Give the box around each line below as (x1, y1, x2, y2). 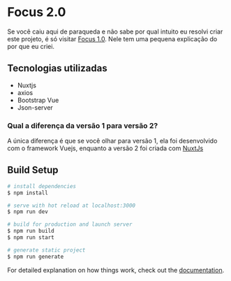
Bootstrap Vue (17, 96, 59, 104)
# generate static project (7, 246, 86, 254)
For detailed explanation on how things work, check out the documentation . (7, 266, 225, 274)
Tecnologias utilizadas (7, 62, 107, 74)
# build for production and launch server (7, 221, 133, 228)
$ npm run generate (7, 253, 64, 260)
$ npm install (7, 189, 49, 196)
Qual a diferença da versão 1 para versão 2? (7, 120, 158, 130)
